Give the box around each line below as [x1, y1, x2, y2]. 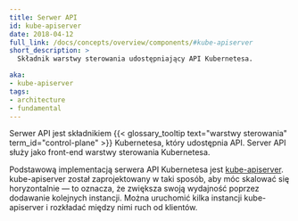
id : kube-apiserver [9, 21, 82, 30]
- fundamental [9, 103, 62, 112]
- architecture [9, 95, 66, 104]
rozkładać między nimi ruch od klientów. [50, 202, 198, 213]
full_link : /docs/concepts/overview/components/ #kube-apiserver [9, 37, 253, 47]
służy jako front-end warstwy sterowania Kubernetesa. [9, 147, 211, 158]
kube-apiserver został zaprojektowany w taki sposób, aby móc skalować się [9, 174, 290, 184]
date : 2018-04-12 [9, 29, 74, 38]
